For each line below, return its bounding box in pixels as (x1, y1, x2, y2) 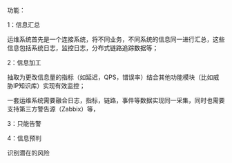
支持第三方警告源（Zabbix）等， (7, 105, 99, 113)
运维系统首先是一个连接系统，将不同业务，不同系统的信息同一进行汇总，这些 (7, 35, 225, 43)
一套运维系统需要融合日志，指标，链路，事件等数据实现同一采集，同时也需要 (7, 96, 225, 105)
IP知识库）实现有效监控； (12, 82, 86, 89)
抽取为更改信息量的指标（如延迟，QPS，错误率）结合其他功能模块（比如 (7, 73, 213, 81)
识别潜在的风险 (7, 149, 50, 157)
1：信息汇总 (7, 21, 40, 29)
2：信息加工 (7, 58, 41, 67)
